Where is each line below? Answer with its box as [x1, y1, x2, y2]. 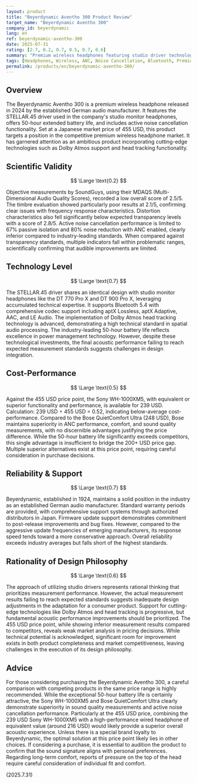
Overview [6, 85, 43, 95]
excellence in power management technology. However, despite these [6, 332, 176, 339]
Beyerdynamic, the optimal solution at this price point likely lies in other [6, 735, 178, 742]
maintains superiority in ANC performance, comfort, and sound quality [6, 420, 176, 427]
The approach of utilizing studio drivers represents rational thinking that [6, 584, 180, 591]
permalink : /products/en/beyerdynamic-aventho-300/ [6, 63, 135, 69]
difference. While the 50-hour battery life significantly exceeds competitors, [6, 433, 189, 440]
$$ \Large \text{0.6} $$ [70, 572, 127, 579]
